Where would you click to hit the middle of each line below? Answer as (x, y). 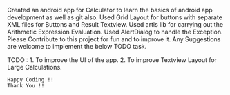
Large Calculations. (35, 67)
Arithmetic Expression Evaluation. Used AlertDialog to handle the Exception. (115, 32)
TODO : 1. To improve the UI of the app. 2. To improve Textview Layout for (112, 60)
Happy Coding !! (30, 80)
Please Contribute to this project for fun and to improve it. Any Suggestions (114, 39)
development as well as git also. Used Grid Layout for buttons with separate (115, 17)
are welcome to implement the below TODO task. (77, 46)
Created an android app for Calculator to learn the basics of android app (110, 10)
